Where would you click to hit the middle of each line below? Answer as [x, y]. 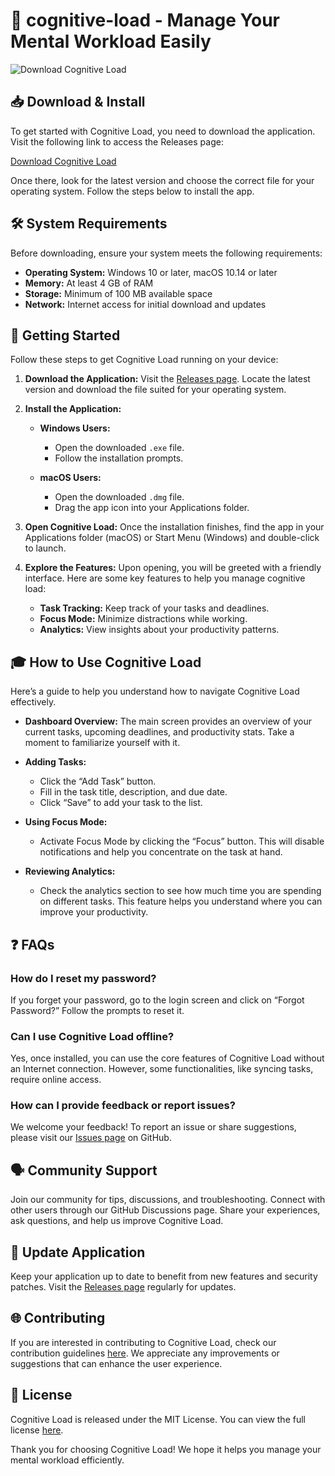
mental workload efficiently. [67, 1460]
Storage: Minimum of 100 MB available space [118, 293]
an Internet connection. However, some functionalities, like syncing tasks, [162, 1069]
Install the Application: [73, 409]
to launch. [45, 548]
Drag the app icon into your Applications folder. [152, 508]
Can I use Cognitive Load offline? [92, 1036]
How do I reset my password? [83, 978]
